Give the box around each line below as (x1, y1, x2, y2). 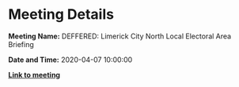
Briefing (8, 39, 34, 49)
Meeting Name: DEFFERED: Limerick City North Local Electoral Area (8, 31, 232, 41)
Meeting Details (8, 5, 115, 24)
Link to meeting (8, 70, 61, 79)
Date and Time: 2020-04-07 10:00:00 (8, 55, 133, 64)
